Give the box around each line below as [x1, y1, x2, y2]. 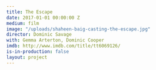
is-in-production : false [6, 49, 69, 55]
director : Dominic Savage [6, 32, 72, 38]
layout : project [6, 54, 47, 60]
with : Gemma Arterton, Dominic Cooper [6, 37, 104, 43]
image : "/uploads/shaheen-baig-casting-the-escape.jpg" [6, 26, 151, 32]
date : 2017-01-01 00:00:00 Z [6, 15, 80, 21]
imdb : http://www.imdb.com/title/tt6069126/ [6, 43, 121, 49]
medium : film [6, 20, 39, 26]
